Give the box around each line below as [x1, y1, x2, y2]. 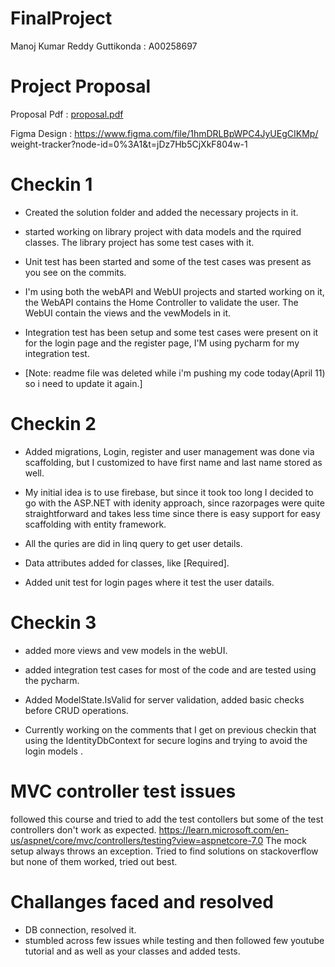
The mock [265, 834, 307, 846]
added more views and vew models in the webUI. [24, 644, 228, 656]
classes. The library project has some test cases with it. [24, 236, 255, 248]
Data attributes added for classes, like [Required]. [24, 557, 230, 569]
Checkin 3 [10, 611, 97, 634]
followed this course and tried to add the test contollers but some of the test [10, 813, 324, 825]
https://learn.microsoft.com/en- [158, 823, 290, 836]
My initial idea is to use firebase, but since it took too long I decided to [24, 486, 314, 498]
